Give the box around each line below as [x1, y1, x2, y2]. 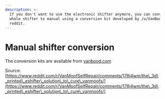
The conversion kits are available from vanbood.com [5, 58, 111, 64]
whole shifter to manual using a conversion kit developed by [9, 16, 139, 21]
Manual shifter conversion [5, 42, 114, 53]
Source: [5, 68, 21, 74]
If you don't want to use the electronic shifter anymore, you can [9, 12, 151, 17]
